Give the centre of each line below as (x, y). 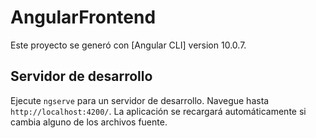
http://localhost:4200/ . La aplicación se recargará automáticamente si (158, 111)
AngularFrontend (83, 17)
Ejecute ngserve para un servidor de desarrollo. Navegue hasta (140, 100)
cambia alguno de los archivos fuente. (89, 122)
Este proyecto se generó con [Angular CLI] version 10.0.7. (128, 45)
